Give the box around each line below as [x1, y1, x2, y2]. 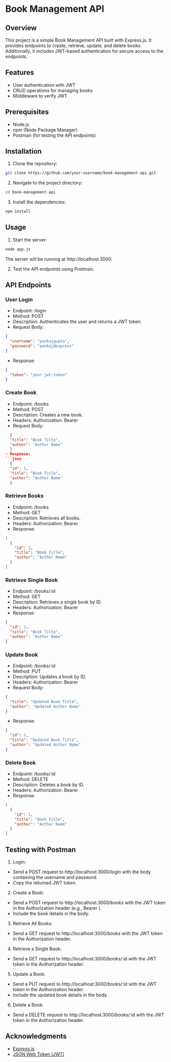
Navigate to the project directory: [12, 180, 83, 186]
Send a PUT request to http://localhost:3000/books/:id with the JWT [12, 980, 157, 987]
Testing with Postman [5, 845, 76, 854]
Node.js [12, 121, 30, 127]
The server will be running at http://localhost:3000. [5, 256, 113, 262]
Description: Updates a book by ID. [12, 673, 86, 679]
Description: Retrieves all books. [12, 515, 81, 521]
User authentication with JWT [12, 82, 76, 88]
